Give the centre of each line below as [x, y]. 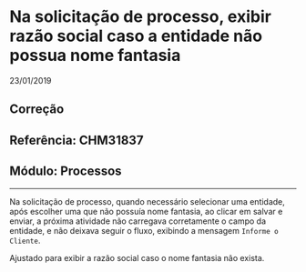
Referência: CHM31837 [76, 140]
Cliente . [25, 240]
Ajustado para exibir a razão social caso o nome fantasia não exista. [137, 257]
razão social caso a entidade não [136, 36]
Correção [37, 110]
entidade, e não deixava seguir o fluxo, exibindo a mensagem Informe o [144, 230]
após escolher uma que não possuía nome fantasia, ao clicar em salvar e [146, 211]
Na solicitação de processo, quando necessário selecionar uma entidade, [147, 201]
